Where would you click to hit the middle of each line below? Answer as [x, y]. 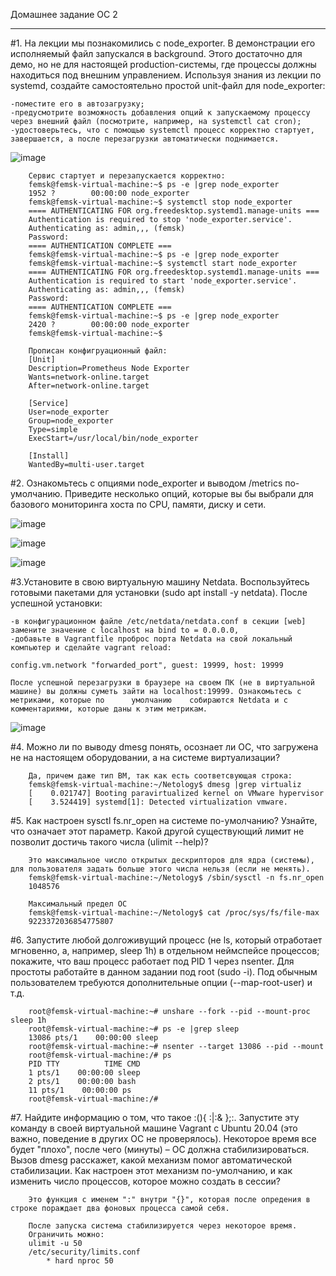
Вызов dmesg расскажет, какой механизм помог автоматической [151, 1160]
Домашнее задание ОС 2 [64, 14]
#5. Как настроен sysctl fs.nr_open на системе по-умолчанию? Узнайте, [164, 820]
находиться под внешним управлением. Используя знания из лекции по [166, 75]
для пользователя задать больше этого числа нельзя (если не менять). [160, 869]
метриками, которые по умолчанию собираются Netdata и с [149, 700]
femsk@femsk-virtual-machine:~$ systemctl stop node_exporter [160, 202]
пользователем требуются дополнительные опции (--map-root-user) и [161, 982]
